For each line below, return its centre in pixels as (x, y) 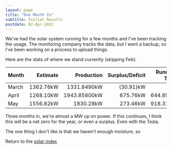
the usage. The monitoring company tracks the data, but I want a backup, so (86, 44)
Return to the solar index (31, 141)
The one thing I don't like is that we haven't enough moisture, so (73, 132)
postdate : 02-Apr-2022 (29, 24)
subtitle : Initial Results (34, 19)
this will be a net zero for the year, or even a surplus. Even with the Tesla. (82, 122)
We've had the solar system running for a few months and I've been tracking (86, 39)
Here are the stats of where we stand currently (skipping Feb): (71, 60)
